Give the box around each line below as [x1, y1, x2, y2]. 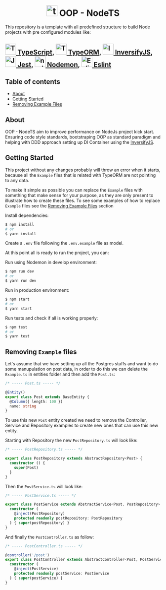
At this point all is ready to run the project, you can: [5, 250, 109, 256]
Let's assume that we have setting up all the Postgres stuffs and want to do [5, 361, 158, 367]
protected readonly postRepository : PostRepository [14, 516, 123, 521]
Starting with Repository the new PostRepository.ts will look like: [5, 437, 138, 444]
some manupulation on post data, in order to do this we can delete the [5, 366, 148, 372]
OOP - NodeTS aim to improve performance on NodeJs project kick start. [5, 129, 155, 134]
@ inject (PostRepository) [14, 511, 65, 516]
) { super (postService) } [9, 576, 63, 581]
